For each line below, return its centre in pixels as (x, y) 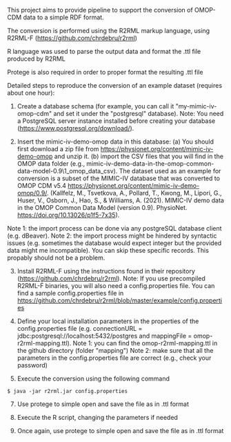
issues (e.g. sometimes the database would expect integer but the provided (114, 243)
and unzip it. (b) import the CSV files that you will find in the (139, 156)
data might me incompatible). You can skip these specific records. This (108, 250)
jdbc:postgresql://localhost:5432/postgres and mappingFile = (104, 336)
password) (32, 365)
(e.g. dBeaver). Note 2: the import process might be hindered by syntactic (112, 236)
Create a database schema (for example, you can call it (96, 106)
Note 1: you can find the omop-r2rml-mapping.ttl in (145, 343)
